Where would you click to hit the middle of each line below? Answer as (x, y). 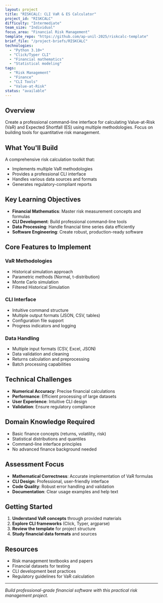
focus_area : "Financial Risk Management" (48, 32)
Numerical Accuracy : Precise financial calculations (64, 391)
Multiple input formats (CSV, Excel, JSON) (54, 349)
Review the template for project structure (54, 529)
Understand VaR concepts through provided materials (67, 519)
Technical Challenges (38, 379)
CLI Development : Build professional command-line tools (69, 221)
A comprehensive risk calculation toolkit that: (50, 159)
